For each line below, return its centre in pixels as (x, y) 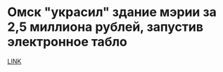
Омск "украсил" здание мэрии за (112, 12)
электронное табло (68, 42)
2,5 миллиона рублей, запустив (106, 27)
